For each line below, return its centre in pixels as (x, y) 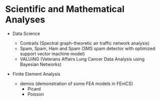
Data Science (26, 33)
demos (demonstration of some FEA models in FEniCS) (76, 84)
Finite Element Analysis (36, 74)
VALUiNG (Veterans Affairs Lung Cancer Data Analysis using (82, 59)
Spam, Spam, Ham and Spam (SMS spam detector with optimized (87, 48)
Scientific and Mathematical (65, 9)
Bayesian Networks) (40, 64)
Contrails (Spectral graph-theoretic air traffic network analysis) (85, 43)
